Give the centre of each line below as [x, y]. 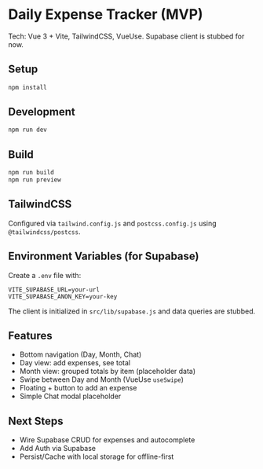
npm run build [31, 173]
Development [42, 112]
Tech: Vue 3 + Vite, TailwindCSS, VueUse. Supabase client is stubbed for [126, 36]
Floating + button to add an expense [78, 388]
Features [30, 335]
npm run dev [27, 130]
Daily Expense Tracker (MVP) [106, 15]
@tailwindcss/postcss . [44, 231]
